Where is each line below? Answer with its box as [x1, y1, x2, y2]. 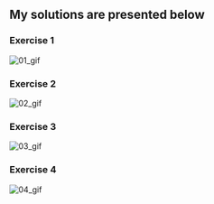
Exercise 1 [9, 34, 55, 47]
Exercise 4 [9, 163, 57, 176]
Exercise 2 [9, 77, 57, 89]
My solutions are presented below [9, 7, 205, 23]
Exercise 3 [9, 120, 57, 133]
